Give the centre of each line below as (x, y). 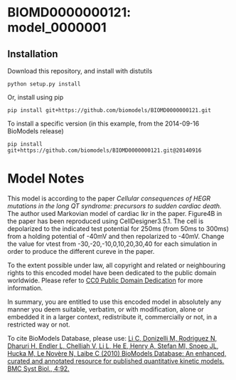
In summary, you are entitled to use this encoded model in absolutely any (114, 302)
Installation (33, 54)
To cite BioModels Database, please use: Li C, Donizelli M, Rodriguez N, (112, 338)
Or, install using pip (36, 97)
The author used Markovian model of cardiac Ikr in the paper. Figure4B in (115, 213)
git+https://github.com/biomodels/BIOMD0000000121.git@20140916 (104, 150)
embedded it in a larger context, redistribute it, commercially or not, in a (112, 317)
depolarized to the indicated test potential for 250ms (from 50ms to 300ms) (118, 228)
